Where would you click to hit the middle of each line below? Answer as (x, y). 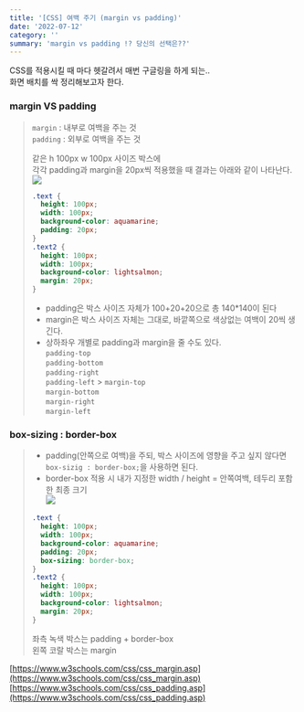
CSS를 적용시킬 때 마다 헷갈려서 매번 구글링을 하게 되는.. (110, 70)
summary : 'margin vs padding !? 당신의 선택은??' (100, 43)
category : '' (34, 35)
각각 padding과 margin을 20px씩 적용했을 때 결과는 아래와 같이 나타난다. (162, 169)
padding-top (68, 354)
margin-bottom (72, 393)
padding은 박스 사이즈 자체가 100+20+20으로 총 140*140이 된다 (161, 308)
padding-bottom (74, 363)
